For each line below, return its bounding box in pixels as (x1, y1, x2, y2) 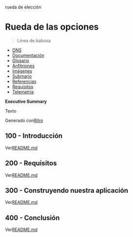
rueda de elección (5, 4, 42, 10)
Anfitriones (12, 62, 35, 68)
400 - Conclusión (5, 213, 60, 222)
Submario (12, 73, 32, 79)
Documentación (12, 52, 44, 58)
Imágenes (12, 68, 33, 74)
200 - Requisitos (5, 159, 57, 168)
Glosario (12, 58, 29, 63)
